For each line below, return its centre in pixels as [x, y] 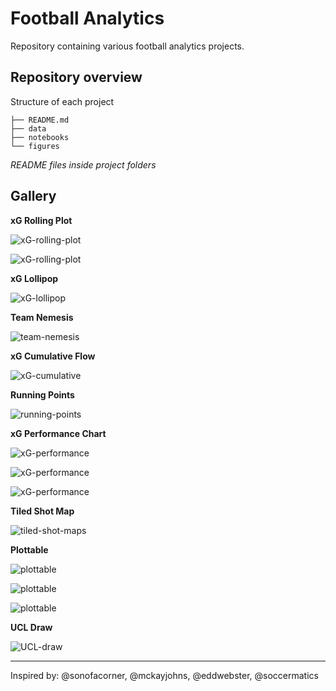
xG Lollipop [34, 278]
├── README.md [40, 120]
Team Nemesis [42, 317]
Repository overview [76, 77]
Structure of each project [62, 101]
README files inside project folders [83, 164]
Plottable [29, 549]
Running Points [42, 394]
